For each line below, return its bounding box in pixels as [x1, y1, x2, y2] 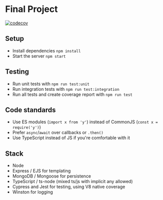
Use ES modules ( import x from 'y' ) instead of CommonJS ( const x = [12, 119, 158, 125]
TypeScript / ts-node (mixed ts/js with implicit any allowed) [12, 179, 133, 185]
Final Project [5, 3, 58, 15]
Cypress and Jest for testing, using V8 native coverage [12, 184, 125, 190]
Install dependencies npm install [12, 47, 81, 53]
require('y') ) [12, 124, 41, 130]
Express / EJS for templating [12, 168, 71, 174]
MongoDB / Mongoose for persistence [12, 173, 91, 179]
